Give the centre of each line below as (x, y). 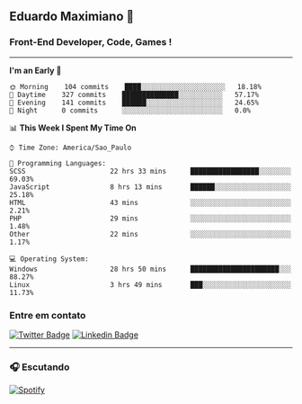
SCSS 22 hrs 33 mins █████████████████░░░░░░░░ (151, 171)
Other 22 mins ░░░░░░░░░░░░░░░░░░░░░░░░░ (151, 234)
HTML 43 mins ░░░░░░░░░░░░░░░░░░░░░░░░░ (151, 202)
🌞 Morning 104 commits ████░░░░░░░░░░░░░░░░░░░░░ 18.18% (136, 86)
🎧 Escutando (40, 367)
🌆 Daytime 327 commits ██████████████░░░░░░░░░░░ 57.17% (134, 94)
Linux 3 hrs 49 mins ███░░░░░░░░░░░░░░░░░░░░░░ (151, 284)
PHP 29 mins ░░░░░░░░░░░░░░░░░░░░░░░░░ (151, 218)
